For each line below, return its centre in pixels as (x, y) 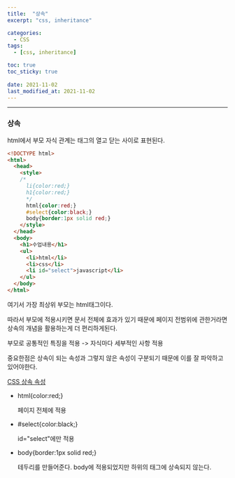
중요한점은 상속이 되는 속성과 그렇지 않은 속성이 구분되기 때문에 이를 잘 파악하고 (115, 357)
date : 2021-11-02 (33, 85)
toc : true (22, 65)
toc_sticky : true (33, 71)
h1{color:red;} (48, 192)
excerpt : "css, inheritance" (50, 20)
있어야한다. (22, 367)
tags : (15, 46)
